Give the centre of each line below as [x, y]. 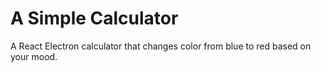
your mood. [34, 56]
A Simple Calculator [94, 18]
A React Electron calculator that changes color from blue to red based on [161, 46]
